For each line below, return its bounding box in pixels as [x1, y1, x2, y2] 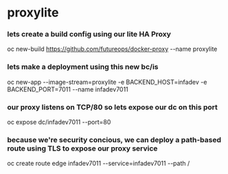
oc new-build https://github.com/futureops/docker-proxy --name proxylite [7, 45, 218, 53]
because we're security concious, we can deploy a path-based [7, 135, 222, 144]
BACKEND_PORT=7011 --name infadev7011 [7, 85, 128, 94]
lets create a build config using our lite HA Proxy [7, 30, 172, 39]
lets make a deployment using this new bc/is [7, 62, 159, 72]
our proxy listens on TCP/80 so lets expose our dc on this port [7, 102, 218, 111]
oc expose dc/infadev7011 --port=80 [7, 118, 111, 127]
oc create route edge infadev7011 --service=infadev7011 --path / [7, 160, 190, 168]
